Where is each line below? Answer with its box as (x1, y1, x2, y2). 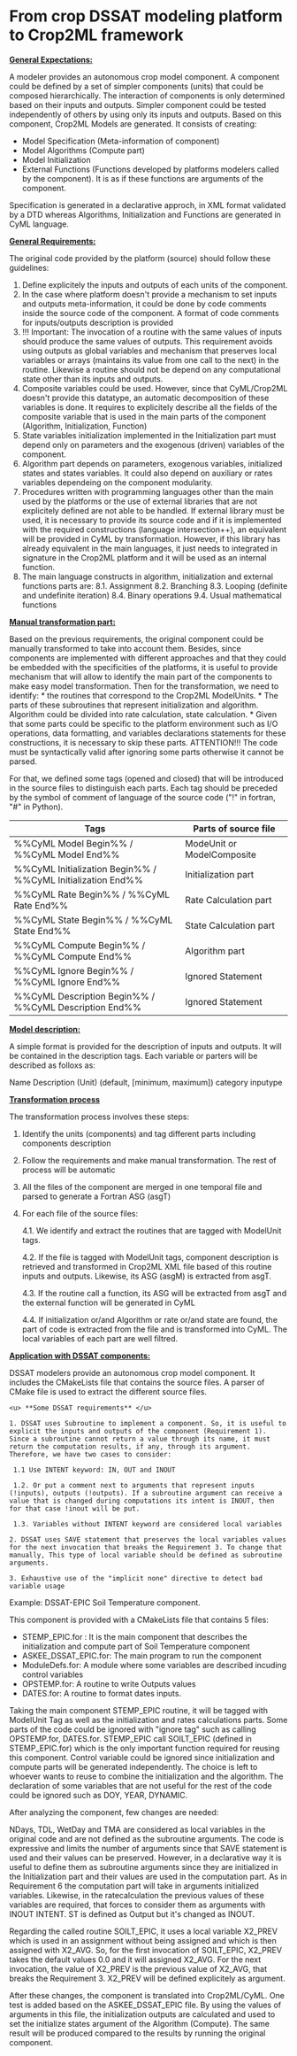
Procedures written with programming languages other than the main (21, 486, 274, 497)
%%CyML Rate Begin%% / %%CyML (13, 888, 171, 900)
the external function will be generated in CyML (21, 1297, 196, 1308)
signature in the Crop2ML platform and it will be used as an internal (21, 552, 267, 563)
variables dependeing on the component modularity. (21, 476, 214, 488)
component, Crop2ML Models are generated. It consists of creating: (9, 118, 257, 129)
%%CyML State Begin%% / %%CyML (13, 914, 173, 926)
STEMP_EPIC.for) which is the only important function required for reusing (9, 1743, 280, 1753)
